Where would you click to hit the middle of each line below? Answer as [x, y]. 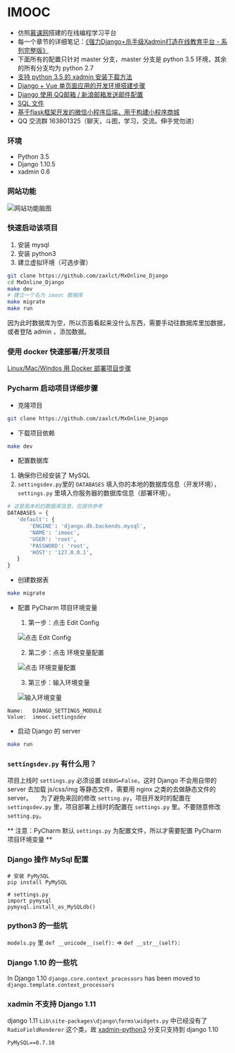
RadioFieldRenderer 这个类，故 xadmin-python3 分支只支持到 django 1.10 [113, 1030]
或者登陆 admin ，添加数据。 [49, 331]
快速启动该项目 [33, 228]
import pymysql [30, 901]
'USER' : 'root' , [53, 539]
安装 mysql [33, 245]
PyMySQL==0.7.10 [31, 1043]
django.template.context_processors [61, 985]
